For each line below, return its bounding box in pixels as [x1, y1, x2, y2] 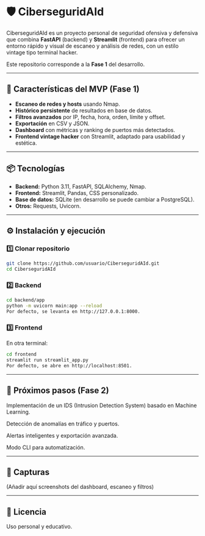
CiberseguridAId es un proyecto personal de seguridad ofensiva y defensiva [6, 29, 198, 37]
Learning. [6, 408, 31, 416]
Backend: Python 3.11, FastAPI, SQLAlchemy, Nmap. [15, 183, 146, 190]
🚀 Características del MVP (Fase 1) [6, 84, 140, 95]
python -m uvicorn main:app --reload [6, 303, 103, 309]
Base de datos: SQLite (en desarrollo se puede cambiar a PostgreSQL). [15, 196, 195, 203]
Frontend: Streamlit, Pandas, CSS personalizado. [15, 189, 139, 196]
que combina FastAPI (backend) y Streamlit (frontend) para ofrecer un [6, 35, 185, 43]
